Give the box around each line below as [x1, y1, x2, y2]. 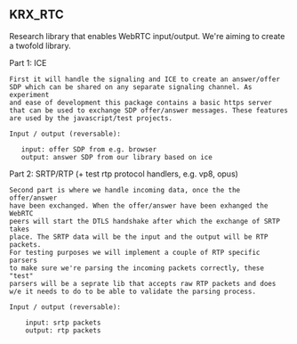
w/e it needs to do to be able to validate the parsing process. [9, 287, 256, 296]
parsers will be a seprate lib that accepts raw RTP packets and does [9, 279, 277, 288]
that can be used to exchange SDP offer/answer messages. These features [9, 106, 289, 115]
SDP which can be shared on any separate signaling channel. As [9, 82, 253, 92]
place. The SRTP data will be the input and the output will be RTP [9, 232, 269, 242]
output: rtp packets [25, 325, 101, 335]
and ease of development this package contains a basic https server [9, 98, 273, 107]
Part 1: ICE [9, 57, 47, 68]
